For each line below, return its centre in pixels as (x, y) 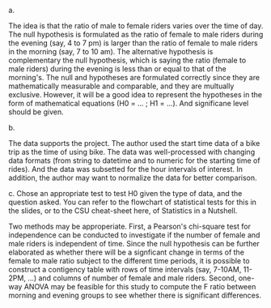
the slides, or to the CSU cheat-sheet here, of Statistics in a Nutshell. (123, 211)
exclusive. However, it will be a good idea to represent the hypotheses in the (135, 94)
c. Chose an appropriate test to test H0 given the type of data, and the (125, 193)
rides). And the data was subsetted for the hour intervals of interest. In (125, 169)
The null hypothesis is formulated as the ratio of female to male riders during (136, 34)
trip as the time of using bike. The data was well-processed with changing (132, 152)
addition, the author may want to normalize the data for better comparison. (133, 178)
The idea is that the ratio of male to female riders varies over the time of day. (136, 26)
